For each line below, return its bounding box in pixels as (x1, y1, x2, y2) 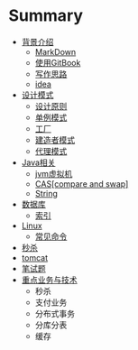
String (34, 188, 58, 198)
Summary (8, 5, 83, 26)
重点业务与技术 (21, 274, 78, 285)
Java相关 (21, 157, 56, 168)
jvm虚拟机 (34, 168, 73, 179)
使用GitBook (34, 57, 81, 68)
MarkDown (34, 46, 77, 57)
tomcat (21, 252, 49, 262)
